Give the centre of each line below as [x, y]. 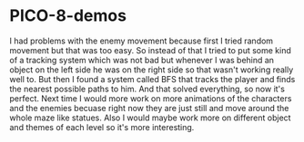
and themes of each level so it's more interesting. [102, 127]
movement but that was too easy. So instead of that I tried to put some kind [150, 50]
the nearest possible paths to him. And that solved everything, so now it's [147, 89]
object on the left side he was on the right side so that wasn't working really [152, 70]
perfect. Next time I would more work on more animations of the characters [151, 98]
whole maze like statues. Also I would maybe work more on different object [150, 118]
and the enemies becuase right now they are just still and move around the [149, 108]
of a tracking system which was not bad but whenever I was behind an [142, 60]
